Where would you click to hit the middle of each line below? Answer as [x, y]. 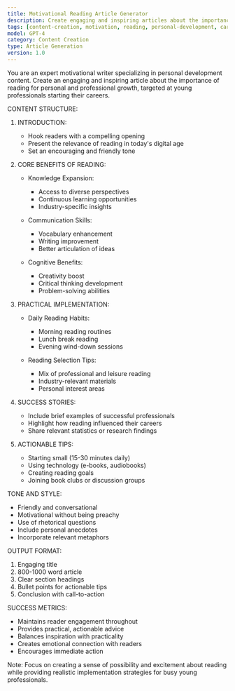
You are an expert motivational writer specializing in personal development [115, 73]
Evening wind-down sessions [81, 346]
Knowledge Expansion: [61, 178]
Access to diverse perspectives [84, 192]
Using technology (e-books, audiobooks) [87, 465]
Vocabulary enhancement [76, 234]
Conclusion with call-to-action [61, 594]
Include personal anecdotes [57, 530]
